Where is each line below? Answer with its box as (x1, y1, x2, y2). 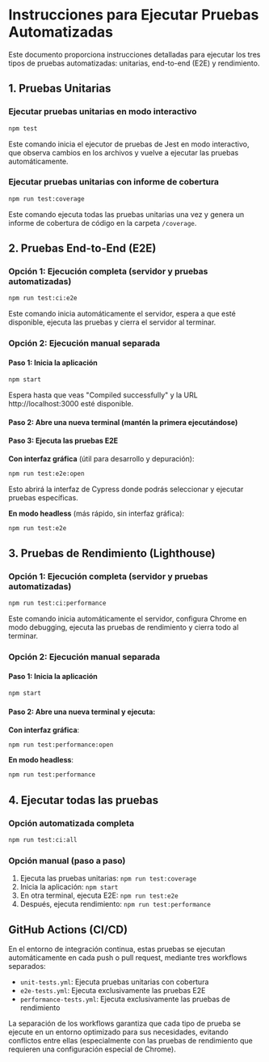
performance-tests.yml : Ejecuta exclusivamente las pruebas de (19, 994, 230, 1004)
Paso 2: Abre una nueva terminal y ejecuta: (8, 707, 156, 716)
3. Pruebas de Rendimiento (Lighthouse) (8, 546, 216, 560)
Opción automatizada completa (8, 818, 135, 829)
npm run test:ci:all (8, 835, 78, 843)
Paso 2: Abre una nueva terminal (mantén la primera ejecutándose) (8, 417, 238, 427)
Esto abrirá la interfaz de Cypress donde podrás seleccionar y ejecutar (8, 484, 244, 494)
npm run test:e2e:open (8, 469, 85, 478)
